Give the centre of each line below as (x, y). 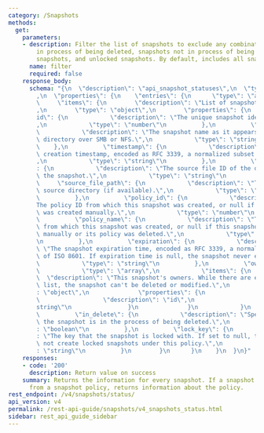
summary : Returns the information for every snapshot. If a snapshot (139, 380)
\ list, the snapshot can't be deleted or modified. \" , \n (133, 286)
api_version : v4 (35, 402)
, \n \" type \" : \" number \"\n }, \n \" (147, 125)
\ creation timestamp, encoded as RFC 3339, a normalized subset (146, 154)
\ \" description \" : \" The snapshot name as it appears (147, 132)
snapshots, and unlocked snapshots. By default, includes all (140, 60)
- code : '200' (45, 366)
